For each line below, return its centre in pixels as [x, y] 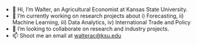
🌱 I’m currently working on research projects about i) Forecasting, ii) [98, 16]
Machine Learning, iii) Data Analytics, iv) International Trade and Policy [101, 22]
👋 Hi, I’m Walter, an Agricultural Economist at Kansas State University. [100, 9]
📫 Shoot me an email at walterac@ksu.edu [66, 36]
